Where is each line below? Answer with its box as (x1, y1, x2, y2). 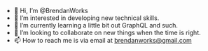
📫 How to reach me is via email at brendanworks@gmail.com (13, 37, 193, 44)
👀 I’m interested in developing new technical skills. (13, 14, 160, 22)
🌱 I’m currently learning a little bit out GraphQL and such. (13, 21, 179, 29)
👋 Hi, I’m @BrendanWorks (13, 7, 89, 14)
